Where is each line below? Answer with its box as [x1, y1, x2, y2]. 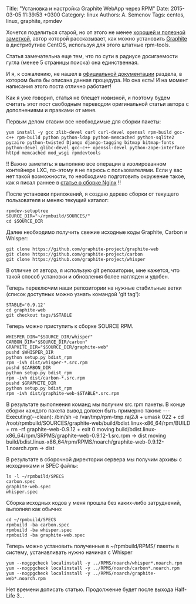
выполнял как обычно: [6, 505, 63, 512]
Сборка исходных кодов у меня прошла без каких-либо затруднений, [6, 499, 182, 506]
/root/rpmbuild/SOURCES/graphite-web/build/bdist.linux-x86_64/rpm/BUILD [6, 420, 191, 427]
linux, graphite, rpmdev [6, 18, 63, 24]
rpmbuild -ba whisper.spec [6, 527, 72, 533]
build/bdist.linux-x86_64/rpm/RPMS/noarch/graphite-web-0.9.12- [6, 438, 164, 445]
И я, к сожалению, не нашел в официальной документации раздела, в [6, 71, 183, 77]
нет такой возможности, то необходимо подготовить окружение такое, [6, 173, 186, 180]
